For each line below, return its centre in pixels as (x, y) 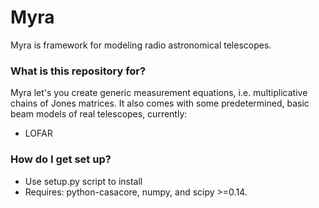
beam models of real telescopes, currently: (99, 114)
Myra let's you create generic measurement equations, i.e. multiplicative (159, 93)
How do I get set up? (61, 159)
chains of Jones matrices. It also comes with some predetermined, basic (160, 103)
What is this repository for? (78, 71)
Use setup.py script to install (83, 181)
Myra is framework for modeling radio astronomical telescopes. (141, 45)
